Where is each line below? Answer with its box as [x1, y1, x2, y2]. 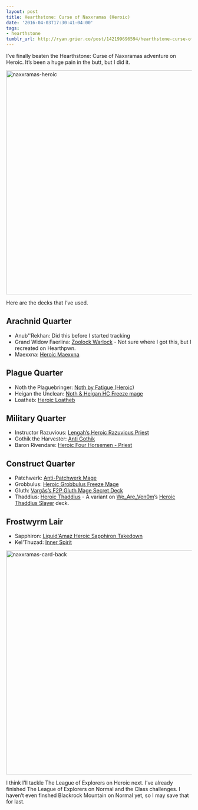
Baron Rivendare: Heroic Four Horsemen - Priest [14, 442, 133, 449]
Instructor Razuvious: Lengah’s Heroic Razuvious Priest [14, 429, 149, 436]
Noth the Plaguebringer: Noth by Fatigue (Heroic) [14, 384, 134, 391]
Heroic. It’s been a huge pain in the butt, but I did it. [6, 59, 131, 66]
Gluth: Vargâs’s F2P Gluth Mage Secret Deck [14, 487, 123, 494]
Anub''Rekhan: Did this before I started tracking [14, 332, 131, 339]
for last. [6, 798, 25, 805]
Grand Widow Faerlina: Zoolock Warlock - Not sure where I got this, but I [14, 338, 192, 345]
